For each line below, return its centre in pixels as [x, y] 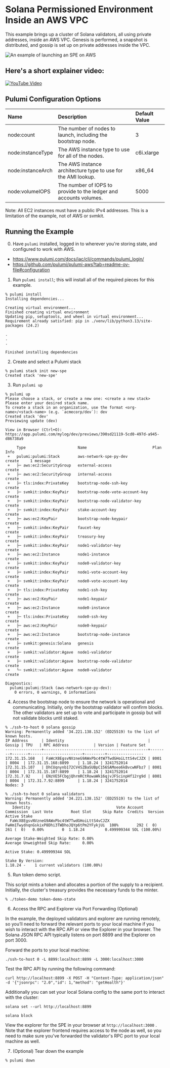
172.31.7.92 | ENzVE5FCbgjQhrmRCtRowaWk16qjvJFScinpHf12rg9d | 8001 [83, 777]
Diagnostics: [19, 684]
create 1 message [28, 461]
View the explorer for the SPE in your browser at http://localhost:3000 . [81, 1025]
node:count [22, 135]
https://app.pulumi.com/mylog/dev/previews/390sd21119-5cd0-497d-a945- [82, 434]
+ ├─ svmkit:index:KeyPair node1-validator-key [64, 546]
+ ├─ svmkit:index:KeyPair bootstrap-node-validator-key [74, 501]
